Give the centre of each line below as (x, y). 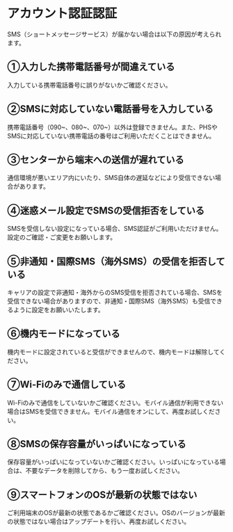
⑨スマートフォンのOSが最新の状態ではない (102, 495)
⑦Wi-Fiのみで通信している (67, 385)
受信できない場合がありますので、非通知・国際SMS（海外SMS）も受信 (109, 301)
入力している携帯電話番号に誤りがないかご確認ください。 (89, 85)
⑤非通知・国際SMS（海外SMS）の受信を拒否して (116, 261)
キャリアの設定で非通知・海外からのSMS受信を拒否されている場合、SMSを (115, 292)
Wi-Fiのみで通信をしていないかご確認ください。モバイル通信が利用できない (115, 403)
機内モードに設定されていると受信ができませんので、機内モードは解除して (113, 352)
